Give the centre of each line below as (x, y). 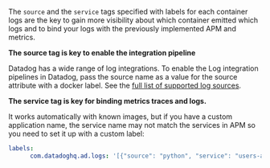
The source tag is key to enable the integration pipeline (102, 53)
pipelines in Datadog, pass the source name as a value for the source (123, 77)
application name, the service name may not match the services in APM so (132, 125)
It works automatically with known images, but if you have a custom (121, 117)
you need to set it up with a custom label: (76, 133)
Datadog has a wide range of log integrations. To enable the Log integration (133, 68)
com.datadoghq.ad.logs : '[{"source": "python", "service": (130, 156)
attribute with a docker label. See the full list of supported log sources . (125, 85)
